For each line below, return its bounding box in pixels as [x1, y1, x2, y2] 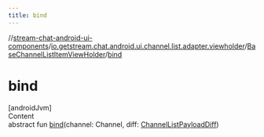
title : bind [8, 11, 47, 20]
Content [8, 111, 35, 121]
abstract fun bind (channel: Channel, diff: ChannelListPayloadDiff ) [8, 119, 219, 129]
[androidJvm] [8, 103, 53, 112]
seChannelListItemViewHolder [8, 49, 106, 59]
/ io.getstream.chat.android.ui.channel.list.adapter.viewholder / [48, 41, 247, 51]
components [8, 41, 49, 51]
